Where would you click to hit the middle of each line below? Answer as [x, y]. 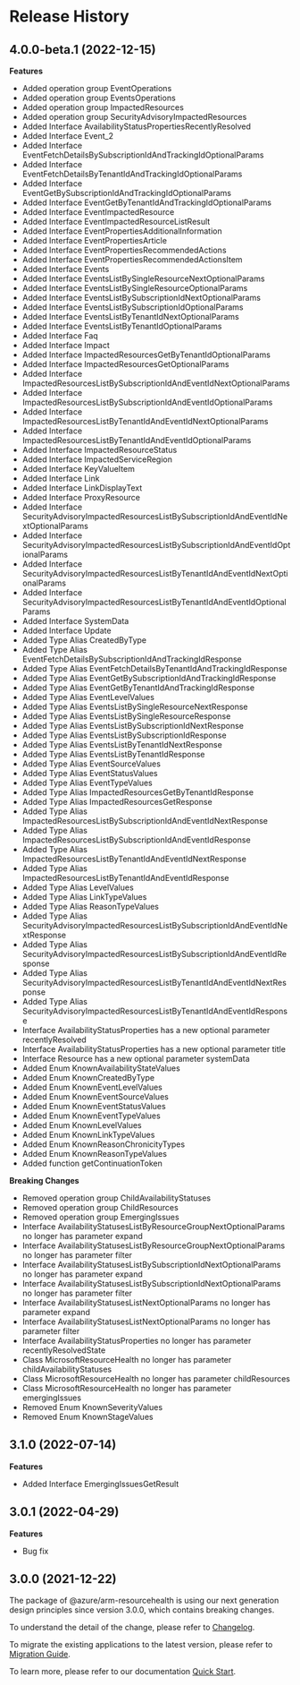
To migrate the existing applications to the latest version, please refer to [141, 1645]
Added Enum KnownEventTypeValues [91, 1116]
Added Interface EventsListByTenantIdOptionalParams [122, 326]
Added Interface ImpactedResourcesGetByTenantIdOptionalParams [146, 355]
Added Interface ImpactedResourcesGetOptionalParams [125, 364]
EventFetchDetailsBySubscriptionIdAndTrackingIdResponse [132, 659]
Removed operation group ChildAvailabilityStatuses [117, 1198]
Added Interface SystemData [75, 621]
